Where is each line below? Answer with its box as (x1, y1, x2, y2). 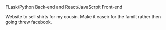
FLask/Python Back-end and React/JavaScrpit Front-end (5, 4, 123, 10)
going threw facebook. (5, 19, 52, 25)
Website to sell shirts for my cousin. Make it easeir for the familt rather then (5, 14, 161, 19)
